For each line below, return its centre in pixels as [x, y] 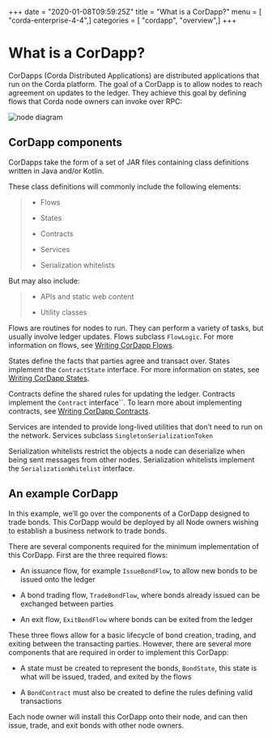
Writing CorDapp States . [49, 378]
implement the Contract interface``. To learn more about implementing [125, 402]
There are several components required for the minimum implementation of [134, 546]
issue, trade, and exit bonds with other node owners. [96, 725]
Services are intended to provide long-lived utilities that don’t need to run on [136, 427]
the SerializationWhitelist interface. [72, 468]
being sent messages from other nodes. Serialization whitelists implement [132, 459]
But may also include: [44, 281]
